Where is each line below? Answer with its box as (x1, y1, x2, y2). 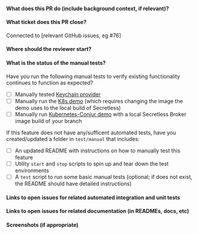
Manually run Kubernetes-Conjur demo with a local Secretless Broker (14, 110, 187, 118)
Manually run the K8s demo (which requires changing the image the (14, 97, 183, 104)
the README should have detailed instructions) (14, 180, 132, 187)
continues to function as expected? (6, 79, 94, 86)
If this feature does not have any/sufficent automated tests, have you (6, 129, 176, 136)
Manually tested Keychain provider (14, 91, 101, 98)
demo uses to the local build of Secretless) (14, 104, 121, 111)
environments (14, 167, 49, 174)
